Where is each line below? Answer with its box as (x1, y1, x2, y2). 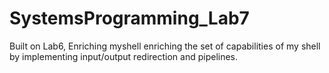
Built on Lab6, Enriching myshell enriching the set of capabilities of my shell (9, 40, 321, 52)
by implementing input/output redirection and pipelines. (9, 50, 239, 62)
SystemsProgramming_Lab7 (9, 7, 250, 30)
